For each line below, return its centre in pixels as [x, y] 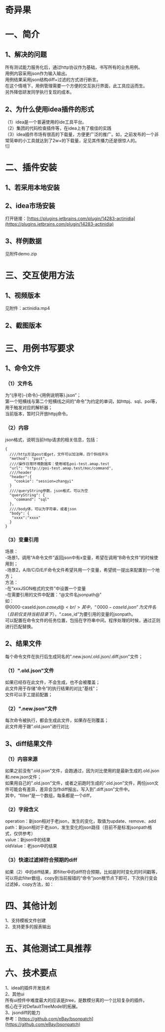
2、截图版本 [23, 325]
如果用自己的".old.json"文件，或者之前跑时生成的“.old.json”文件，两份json [80, 783]
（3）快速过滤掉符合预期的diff [41, 860]
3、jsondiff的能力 [23, 1012]
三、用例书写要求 [40, 348]
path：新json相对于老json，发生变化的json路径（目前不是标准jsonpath [76, 828]
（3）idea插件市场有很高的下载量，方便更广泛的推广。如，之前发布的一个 [80, 134]
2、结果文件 [23, 644]
